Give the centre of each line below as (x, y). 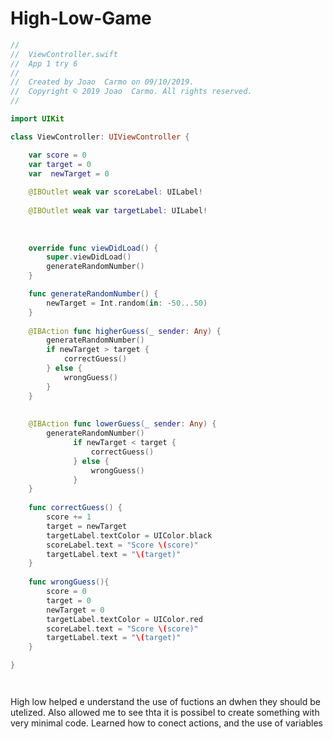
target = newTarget (87, 526)
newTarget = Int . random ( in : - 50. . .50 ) (127, 303)
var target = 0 (60, 164)
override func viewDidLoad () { (93, 248)
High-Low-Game (81, 18)
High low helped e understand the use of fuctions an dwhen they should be (165, 702)
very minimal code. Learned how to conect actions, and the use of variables (166, 723)
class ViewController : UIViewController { (100, 137)
